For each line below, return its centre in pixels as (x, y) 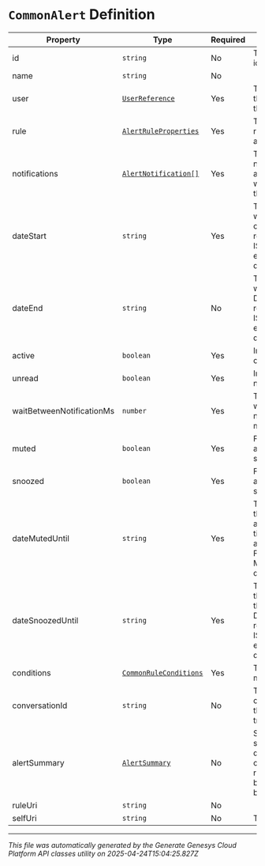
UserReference (148, 98)
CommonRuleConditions (162, 673)
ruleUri (25, 805)
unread (25, 378)
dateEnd (28, 308)
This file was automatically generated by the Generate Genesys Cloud (122, 845)
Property (63, 40)
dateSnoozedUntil (45, 620)
